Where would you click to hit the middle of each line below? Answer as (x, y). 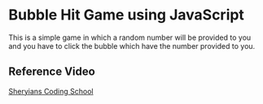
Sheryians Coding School (51, 91)
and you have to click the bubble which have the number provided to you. (132, 45)
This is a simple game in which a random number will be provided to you (130, 37)
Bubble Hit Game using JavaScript (126, 15)
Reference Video (52, 72)
